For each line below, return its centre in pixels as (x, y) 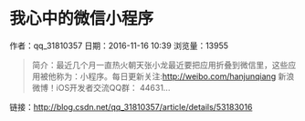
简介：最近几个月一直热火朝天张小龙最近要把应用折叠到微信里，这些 (160, 65)
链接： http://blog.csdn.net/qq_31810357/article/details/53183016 (131, 106)
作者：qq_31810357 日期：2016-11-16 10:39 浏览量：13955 (119, 45)
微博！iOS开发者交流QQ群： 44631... (101, 87)
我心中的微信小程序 (82, 19)
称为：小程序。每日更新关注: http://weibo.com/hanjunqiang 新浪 (175, 76)
